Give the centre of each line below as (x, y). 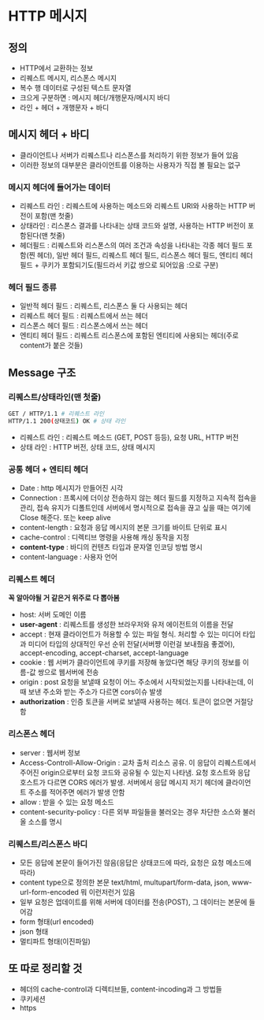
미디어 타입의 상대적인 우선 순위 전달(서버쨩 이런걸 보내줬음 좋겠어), (131, 644)
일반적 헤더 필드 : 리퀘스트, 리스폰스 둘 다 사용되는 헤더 (103, 306)
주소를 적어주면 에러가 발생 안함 (76, 792)
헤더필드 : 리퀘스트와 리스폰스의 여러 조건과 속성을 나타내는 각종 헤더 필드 (132, 246)
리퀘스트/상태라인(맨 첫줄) (55, 397)
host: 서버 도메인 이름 (53, 614)
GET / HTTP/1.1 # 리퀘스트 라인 (56, 414)
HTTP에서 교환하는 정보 (56, 68)
